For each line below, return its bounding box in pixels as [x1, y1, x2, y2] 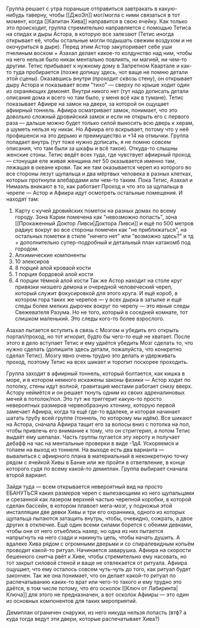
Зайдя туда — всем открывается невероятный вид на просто [6, 483, 163, 490]
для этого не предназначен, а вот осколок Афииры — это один [28, 591, 189, 598]
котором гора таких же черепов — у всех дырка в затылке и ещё [14, 296, 182, 303]
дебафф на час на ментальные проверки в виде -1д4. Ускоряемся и [6, 440, 179, 447]
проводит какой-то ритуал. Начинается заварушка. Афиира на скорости [6, 547, 192, 553]
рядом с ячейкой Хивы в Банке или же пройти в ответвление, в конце [6, 459, 186, 465]
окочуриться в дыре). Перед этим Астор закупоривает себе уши [6, 43, 172, 50]
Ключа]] [6, 591, 27, 598]
